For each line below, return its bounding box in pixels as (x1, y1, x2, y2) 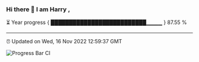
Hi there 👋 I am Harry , (6, 5, 70, 13)
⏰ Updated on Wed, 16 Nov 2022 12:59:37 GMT (6, 38, 123, 45)
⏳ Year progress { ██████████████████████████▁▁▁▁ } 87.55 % (6, 19, 188, 26)
